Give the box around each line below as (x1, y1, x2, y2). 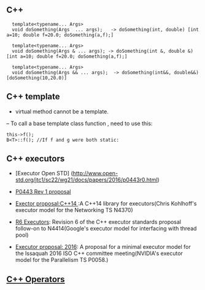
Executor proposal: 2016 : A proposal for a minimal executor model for (15, 243, 191, 251)
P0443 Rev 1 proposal (15, 188, 71, 196)
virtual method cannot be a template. (15, 107, 109, 115)
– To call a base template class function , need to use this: (6, 120, 153, 127)
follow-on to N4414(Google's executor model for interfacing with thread (15, 225, 197, 232)
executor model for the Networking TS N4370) (15, 207, 133, 214)
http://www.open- (72, 170, 118, 177)
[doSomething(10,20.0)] (6, 75, 68, 81)
